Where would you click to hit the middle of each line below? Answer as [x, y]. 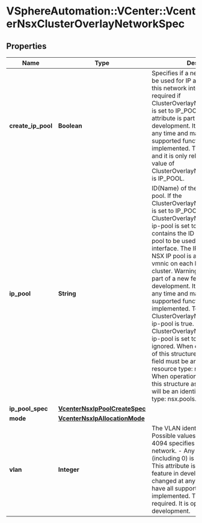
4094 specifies [173, 443]
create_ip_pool [31, 126]
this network [170, 88]
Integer [69, 469]
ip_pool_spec [29, 409]
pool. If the [167, 196]
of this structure [174, 354]
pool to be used [174, 241]
